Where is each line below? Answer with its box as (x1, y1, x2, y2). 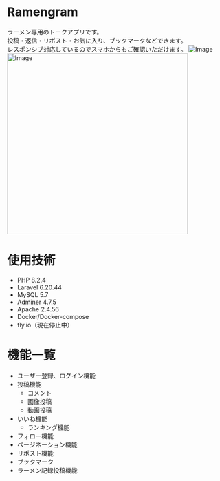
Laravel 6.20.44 (16, 283, 62, 291)
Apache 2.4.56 (16, 305, 60, 314)
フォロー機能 (16, 431, 54, 440)
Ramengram (7, 4, 78, 20)
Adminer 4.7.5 (16, 298, 57, 306)
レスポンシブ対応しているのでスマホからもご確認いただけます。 (7, 45, 187, 53)
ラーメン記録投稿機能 (16, 466, 78, 474)
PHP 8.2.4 (16, 276, 47, 284)
